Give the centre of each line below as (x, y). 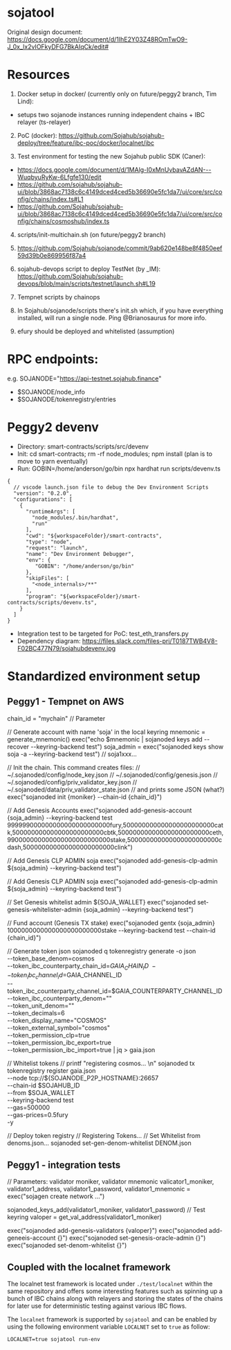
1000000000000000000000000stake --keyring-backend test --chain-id (111, 930)
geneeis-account (31, 1238)
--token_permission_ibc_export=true (59, 1043)
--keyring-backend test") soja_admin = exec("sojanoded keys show (127, 746)
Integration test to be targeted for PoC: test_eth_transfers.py (103, 633)
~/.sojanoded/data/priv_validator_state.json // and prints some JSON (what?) (116, 789)
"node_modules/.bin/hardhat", (75, 518)
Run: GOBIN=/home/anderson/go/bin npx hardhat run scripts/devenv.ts (119, 468)
